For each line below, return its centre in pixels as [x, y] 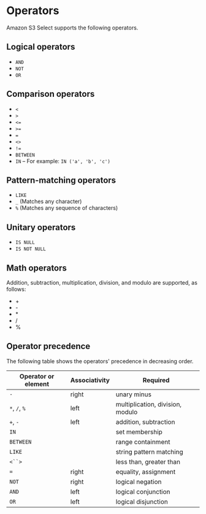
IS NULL [25, 243]
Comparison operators [51, 94]
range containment [143, 442]
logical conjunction [143, 491]
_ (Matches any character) [48, 201]
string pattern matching [150, 451]
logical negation [139, 481]
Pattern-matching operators [61, 180]
